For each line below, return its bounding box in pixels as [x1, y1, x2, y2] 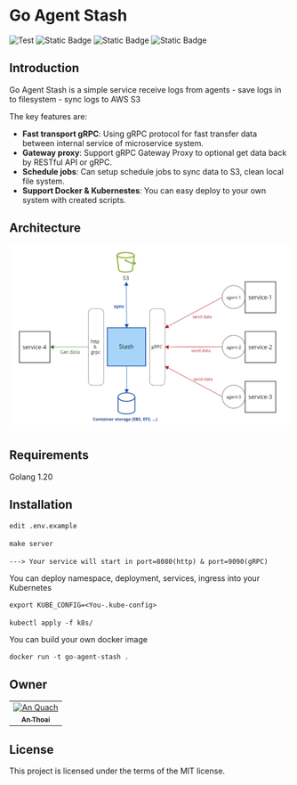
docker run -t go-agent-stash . [9, 652, 129, 662]
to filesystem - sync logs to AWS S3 [9, 94, 140, 104]
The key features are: [9, 110, 87, 121]
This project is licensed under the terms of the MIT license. [9, 765, 225, 776]
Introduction [9, 61, 80, 76]
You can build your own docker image [9, 634, 148, 645]
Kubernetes [9, 583, 52, 593]
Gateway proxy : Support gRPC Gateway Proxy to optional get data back [21, 147, 287, 158]
